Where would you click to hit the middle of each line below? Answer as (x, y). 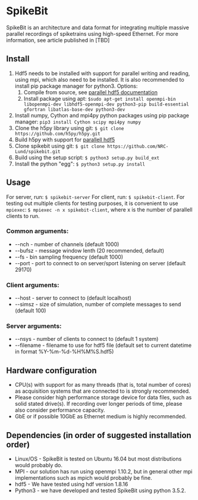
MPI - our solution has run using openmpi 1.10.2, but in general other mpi (103, 471)
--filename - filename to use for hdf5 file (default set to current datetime (103, 345)
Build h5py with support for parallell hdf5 (65, 139)
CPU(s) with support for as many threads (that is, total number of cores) (103, 385)
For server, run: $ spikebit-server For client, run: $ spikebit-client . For (95, 197)
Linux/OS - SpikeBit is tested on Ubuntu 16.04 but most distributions (98, 459)
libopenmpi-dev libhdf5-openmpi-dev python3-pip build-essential (106, 104)
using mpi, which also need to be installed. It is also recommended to (99, 79)
